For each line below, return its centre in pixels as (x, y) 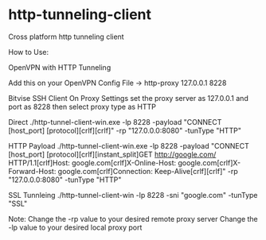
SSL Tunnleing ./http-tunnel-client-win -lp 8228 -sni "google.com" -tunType (133, 195)
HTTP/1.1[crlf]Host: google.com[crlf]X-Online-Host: (92, 163)
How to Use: (29, 52)
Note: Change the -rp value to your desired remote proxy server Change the (133, 219)
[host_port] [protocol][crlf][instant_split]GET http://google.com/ (112, 154)
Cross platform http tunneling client (66, 37)
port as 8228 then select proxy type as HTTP (82, 106)
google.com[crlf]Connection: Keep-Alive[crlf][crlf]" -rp (148, 171)
